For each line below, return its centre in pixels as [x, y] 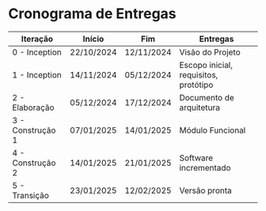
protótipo [196, 85]
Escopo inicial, [206, 65]
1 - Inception [37, 74]
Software [196, 157]
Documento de [207, 97]
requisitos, [199, 74]
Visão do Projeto [210, 52]
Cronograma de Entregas [92, 14]
